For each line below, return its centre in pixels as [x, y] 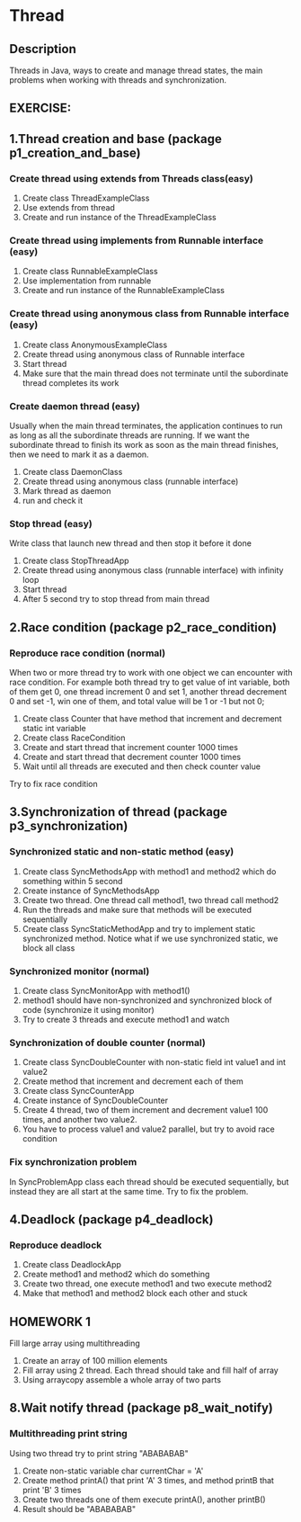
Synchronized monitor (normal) [80, 971]
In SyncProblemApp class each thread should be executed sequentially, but [149, 1182]
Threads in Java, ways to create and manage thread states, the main [136, 70]
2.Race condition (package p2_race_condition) [143, 627]
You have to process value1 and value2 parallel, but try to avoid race [149, 1129]
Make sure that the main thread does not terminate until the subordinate [155, 373]
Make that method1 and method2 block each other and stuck [135, 1294]
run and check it [53, 500]
